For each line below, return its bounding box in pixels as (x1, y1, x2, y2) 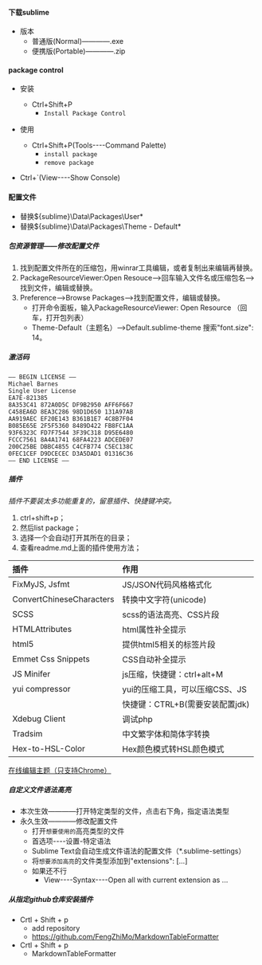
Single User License (8, 386, 77, 394)
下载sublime (8, 7, 50, 17)
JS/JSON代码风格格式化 (122, 579, 213, 590)
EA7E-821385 (8, 394, 48, 402)
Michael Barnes (8, 379, 59, 388)
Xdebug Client (12, 713, 66, 724)
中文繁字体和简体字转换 (122, 728, 210, 739)
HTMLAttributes (12, 623, 72, 634)
